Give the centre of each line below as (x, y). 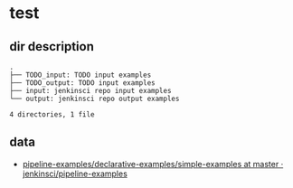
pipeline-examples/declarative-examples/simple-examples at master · (153, 164)
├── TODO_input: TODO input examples (80, 75)
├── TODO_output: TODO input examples (82, 83)
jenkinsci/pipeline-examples (75, 174)
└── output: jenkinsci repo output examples (95, 99)
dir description (52, 47)
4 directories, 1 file (52, 115)
